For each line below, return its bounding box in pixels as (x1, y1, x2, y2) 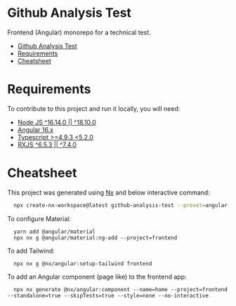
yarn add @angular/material (13, 228, 96, 235)
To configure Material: (7, 214, 72, 222)
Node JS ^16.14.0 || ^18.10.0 (17, 118, 96, 126)
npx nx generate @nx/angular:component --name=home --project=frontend (13, 286, 228, 293)
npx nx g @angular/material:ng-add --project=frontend (13, 234, 178, 241)
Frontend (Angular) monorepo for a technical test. (7, 28, 151, 36)
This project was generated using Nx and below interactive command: (7, 188, 211, 197)
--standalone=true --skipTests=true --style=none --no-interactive (7, 292, 209, 299)
